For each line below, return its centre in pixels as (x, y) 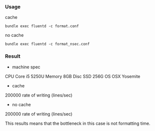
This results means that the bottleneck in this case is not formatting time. (78, 123)
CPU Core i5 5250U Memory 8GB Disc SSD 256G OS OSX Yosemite (73, 76)
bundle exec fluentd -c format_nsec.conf (47, 44)
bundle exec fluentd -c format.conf (42, 26)
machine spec (26, 67)
